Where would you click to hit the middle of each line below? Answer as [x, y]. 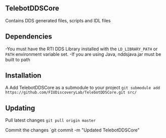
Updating [20, 108]
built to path [18, 59]
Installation [23, 76]
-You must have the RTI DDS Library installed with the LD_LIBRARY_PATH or [81, 49]
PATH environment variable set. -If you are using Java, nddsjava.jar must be [83, 54]
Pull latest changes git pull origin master [51, 120]
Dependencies [29, 37]
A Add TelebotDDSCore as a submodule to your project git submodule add [83, 88]
